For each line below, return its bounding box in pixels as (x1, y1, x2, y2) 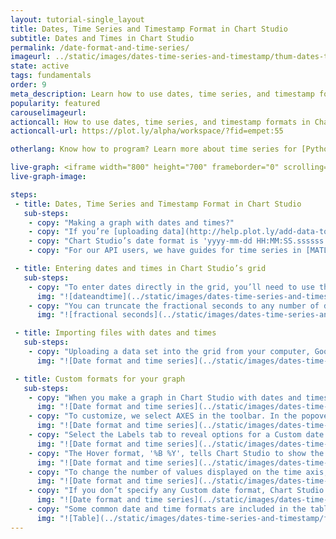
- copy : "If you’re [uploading (28, 227, 159, 237)
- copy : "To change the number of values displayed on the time (28, 467, 302, 477)
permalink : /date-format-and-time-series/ (10, 42, 190, 53)
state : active (10, 61, 70, 71)
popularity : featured (10, 98, 101, 108)
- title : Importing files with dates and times (14, 328, 217, 338)
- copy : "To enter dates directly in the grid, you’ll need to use (28, 282, 315, 292)
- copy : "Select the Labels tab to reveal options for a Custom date (28, 430, 325, 440)
